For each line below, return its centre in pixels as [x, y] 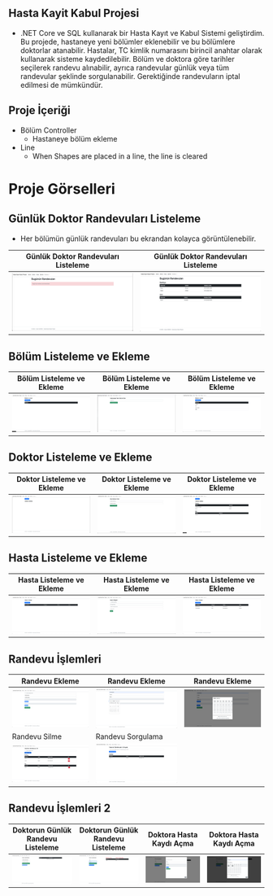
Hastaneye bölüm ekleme [75, 138]
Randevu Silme [37, 736]
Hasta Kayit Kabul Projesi [74, 13]
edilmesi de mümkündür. [61, 85]
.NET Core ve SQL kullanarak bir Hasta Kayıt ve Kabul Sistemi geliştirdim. [142, 33]
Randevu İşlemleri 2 [60, 809]
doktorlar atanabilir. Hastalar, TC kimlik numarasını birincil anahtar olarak [141, 50]
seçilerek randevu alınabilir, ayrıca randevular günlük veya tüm [125, 68]
